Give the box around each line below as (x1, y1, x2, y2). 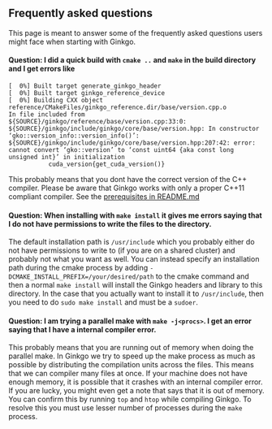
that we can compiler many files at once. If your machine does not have (8, 369, 248, 379)
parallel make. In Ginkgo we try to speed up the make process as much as (8, 351, 256, 361)
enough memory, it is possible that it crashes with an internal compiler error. (8, 377, 263, 387)
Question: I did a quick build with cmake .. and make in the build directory (8, 55, 257, 65)
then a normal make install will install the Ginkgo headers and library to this (8, 280, 263, 290)
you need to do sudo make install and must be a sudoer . (8, 297, 199, 307)
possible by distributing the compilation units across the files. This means (8, 360, 254, 370)
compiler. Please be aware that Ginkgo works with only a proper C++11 (8, 183, 245, 193)
